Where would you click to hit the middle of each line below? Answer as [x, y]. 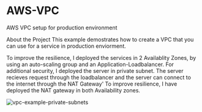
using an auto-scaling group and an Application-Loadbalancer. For [90, 64]
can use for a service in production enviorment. [66, 46]
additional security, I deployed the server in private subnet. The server [95, 70]
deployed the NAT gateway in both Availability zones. [73, 90]
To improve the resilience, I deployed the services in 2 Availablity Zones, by [101, 58]
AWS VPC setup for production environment [62, 28]
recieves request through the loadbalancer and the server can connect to [99, 77]
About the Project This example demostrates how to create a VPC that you [100, 39]
